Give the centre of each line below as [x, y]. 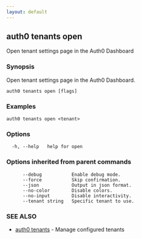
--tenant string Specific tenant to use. [78, 201]
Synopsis [20, 67]
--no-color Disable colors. [67, 190]
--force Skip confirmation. [71, 180]
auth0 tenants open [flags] [42, 91]
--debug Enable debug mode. [71, 174]
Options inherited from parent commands [69, 162]
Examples [21, 106]
